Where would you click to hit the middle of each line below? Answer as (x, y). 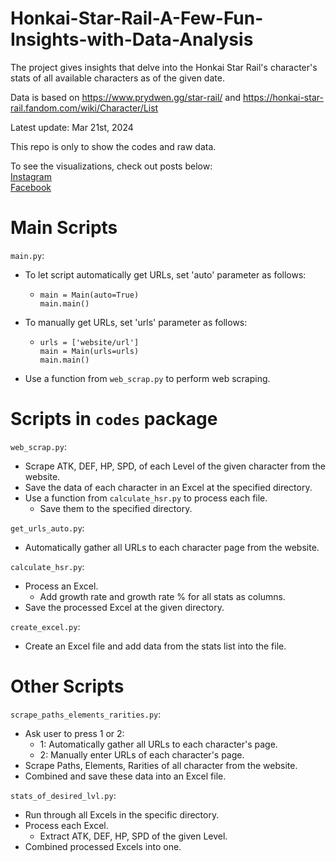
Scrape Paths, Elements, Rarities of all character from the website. (161, 765)
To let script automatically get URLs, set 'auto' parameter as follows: (165, 274)
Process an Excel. (61, 586)
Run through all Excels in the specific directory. (122, 814)
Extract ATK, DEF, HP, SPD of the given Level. (133, 836)
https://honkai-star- (283, 97)
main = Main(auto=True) (89, 295)
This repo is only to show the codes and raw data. (113, 146)
